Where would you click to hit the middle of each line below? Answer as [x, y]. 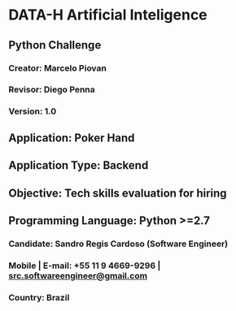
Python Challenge [55, 45]
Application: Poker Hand [72, 138]
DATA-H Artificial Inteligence [108, 15]
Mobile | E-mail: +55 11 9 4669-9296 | [85, 266]
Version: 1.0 [33, 111]
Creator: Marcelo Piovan [58, 68]
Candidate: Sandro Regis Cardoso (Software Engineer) [118, 244]
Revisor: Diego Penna [52, 89]
